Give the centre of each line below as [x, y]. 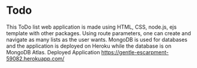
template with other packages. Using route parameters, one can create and [98, 33]
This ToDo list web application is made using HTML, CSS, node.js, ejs [92, 27]
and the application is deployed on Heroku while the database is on [89, 46]
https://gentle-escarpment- [135, 52]
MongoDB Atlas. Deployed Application [53, 52]
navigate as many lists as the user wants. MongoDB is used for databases [97, 39]
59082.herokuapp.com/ [35, 58]
